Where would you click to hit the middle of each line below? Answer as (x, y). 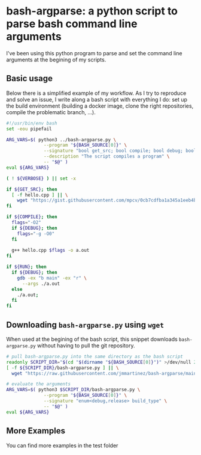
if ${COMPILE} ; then (32, 217)
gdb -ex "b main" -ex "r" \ (52, 278)
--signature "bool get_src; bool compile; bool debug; (114, 151)
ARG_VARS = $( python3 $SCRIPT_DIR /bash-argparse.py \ (73, 390)
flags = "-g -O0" (36, 234)
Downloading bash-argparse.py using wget (85, 325)
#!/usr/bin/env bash (32, 123)
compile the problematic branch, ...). (51, 112)
